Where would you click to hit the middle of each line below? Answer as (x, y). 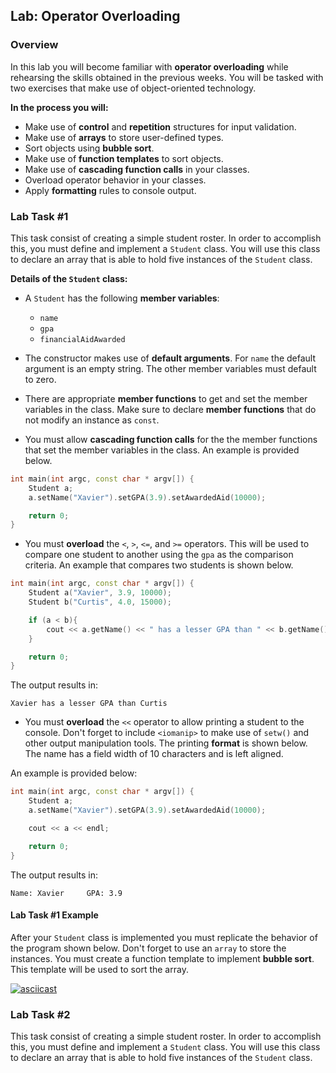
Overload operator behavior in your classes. (115, 180)
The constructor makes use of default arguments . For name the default (170, 358)
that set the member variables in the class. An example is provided (162, 450)
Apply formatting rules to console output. (110, 190)
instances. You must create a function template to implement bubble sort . (162, 958)
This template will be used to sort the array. (99, 969)
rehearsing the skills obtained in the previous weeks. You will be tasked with (167, 77)
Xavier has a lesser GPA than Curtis (89, 704)
